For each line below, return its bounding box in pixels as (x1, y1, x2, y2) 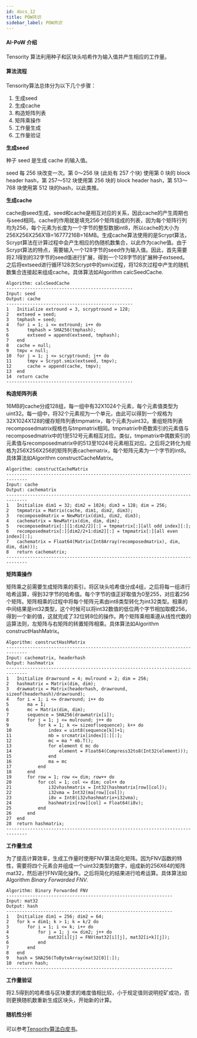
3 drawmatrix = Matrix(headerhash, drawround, (6, 686, 128, 692)
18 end (6, 769, 35, 775)
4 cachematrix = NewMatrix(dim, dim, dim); (6, 518, 120, 524)
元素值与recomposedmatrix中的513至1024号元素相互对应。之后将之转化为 (6, 439, 186, 446)
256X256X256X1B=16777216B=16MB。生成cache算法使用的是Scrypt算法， (6, 232, 190, 239)
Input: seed (6, 291, 35, 297)
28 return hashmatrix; (6, 821, 65, 827)
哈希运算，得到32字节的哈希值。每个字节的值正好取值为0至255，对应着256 (6, 590, 190, 597)
